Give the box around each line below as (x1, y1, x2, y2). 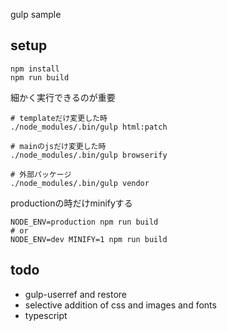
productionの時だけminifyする (10, 197, 133, 209)
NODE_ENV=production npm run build (10, 217, 159, 227)
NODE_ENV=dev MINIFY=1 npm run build (10, 234, 168, 244)
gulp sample (10, 9, 62, 20)
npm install (10, 64, 60, 74)
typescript (24, 309, 68, 321)
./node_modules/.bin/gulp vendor (10, 178, 150, 188)
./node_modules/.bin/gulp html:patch (10, 122, 168, 132)
